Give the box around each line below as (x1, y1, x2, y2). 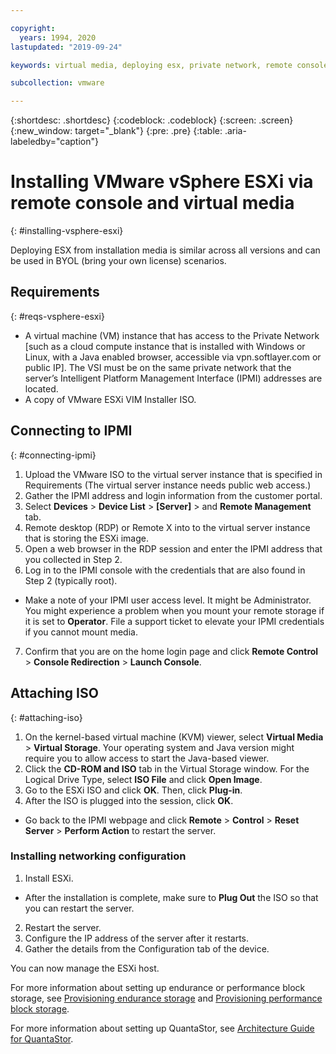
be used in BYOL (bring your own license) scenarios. (10, 255, 227, 267)
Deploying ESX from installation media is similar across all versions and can (10, 244, 321, 256)
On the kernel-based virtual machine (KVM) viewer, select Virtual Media (24, 731, 324, 743)
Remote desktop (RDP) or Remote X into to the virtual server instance (24, 521, 311, 533)
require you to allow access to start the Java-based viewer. (24, 752, 270, 764)
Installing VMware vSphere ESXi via (10, 171, 314, 193)
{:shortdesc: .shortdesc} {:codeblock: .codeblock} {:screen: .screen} (10, 114, 294, 126)
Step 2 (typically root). (24, 574, 118, 586)
